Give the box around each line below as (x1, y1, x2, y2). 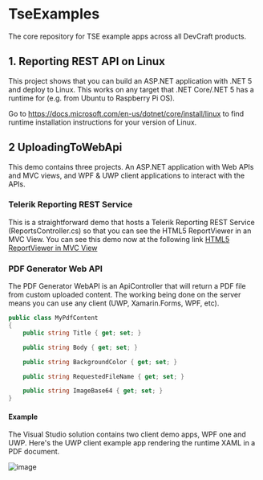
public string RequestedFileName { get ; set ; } (22, 372, 184, 380)
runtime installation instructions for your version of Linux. (8, 117, 197, 127)
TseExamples (8, 5, 100, 23)
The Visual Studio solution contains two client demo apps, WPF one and (8, 429, 246, 439)
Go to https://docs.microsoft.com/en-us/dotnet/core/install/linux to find (8, 109, 245, 118)
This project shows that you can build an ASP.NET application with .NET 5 (8, 76, 253, 85)
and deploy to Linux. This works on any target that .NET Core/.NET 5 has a (8, 84, 254, 94)
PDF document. (8, 447, 60, 457)
